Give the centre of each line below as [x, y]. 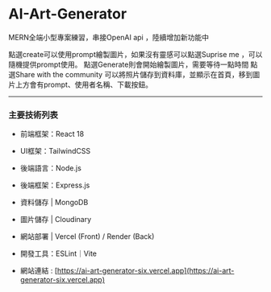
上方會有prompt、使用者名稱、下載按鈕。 [84, 84]
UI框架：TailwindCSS [55, 151]
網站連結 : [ [39, 271]
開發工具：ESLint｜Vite [58, 253]
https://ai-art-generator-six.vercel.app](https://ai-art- [146, 271]
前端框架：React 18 [52, 134]
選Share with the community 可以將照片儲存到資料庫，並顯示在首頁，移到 [131, 74]
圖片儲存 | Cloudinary [56, 220]
